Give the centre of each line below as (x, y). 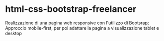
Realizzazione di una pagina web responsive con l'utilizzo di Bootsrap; (77, 23)
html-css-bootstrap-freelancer (71, 9)
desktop (14, 33)
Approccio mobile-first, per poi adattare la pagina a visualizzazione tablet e (82, 28)
